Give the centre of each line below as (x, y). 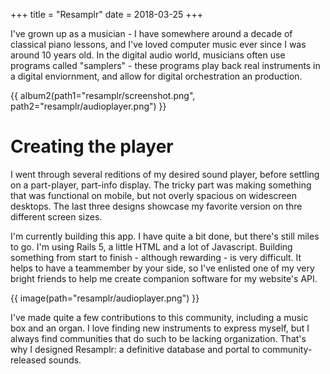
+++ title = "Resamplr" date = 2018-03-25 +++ (107, 14)
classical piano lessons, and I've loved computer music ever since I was (158, 44)
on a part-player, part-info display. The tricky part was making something (161, 185)
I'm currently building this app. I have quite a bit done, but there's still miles (165, 236)
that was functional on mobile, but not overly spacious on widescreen (153, 195)
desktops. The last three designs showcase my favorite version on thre (156, 206)
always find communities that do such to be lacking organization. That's (158, 338)
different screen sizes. (56, 216)
